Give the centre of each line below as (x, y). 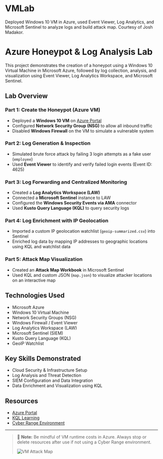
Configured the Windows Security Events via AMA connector (74, 203)
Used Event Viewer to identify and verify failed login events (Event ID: (82, 164)
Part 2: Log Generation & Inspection (48, 143)
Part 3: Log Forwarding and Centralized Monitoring (66, 182)
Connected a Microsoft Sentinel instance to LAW (61, 198)
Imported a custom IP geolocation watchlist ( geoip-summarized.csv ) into (83, 231)
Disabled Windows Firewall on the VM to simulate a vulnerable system (83, 131)
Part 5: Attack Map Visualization (44, 259)
